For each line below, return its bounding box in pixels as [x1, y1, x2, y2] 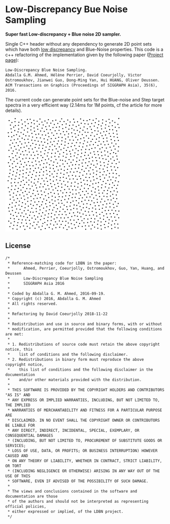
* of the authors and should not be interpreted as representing [7, 499, 149, 504]
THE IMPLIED [5, 402, 30, 407]
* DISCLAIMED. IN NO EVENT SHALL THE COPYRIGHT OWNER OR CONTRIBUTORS [7, 418, 160, 423]
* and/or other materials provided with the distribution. [7, 377, 142, 382]
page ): [5, 57, 19, 63]
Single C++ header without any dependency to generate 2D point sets [5, 41, 152, 47]
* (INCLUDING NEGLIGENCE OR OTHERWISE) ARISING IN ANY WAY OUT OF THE [7, 468, 160, 473]
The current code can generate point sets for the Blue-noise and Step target [5, 96, 165, 102]
